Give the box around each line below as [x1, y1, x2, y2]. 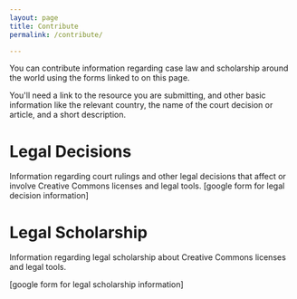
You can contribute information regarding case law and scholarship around [9, 63, 289, 73]
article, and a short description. [9, 110, 127, 121]
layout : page [9, 13, 59, 23]
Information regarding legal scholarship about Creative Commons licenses [9, 252, 287, 263]
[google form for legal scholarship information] [9, 279, 184, 290]
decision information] [9, 190, 89, 201]
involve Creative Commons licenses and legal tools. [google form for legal [9, 180, 285, 191]
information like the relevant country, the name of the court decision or [9, 100, 273, 111]
